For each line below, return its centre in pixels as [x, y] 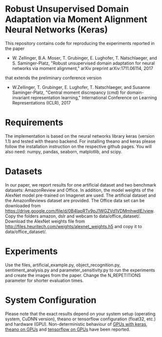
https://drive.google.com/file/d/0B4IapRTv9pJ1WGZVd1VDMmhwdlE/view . [80, 211]
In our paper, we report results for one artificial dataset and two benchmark [81, 185]
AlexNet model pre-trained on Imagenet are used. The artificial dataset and [81, 195]
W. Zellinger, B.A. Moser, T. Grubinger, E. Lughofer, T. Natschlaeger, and [84, 58]
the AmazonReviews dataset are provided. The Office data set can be [75, 200]
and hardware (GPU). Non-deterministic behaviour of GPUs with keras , [76, 324]
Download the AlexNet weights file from [45, 221]
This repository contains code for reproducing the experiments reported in [80, 43]
